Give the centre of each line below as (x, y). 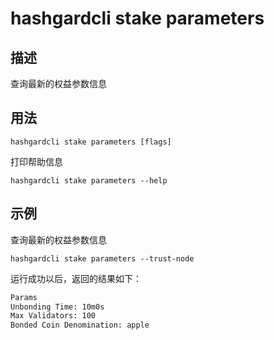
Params (24, 297)
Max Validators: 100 (53, 316)
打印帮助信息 (36, 161)
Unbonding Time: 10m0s (57, 307)
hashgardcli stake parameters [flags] (91, 142)
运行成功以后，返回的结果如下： (76, 278)
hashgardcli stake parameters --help (89, 180)
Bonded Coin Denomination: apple (80, 325)
